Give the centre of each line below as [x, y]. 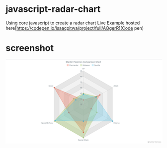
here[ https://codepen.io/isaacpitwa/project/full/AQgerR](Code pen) [75, 28]
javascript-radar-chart [53, 9]
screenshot [30, 48]
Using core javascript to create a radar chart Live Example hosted [73, 23]
